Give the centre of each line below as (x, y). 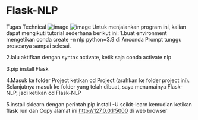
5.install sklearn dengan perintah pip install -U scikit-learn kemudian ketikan (99, 104)
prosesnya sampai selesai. (39, 46)
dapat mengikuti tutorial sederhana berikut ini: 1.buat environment (87, 33)
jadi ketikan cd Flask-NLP (50, 93)
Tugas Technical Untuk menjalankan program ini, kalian (96, 27)
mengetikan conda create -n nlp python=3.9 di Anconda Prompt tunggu (94, 39)
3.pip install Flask (27, 68)
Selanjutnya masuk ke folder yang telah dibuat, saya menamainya (86, 86)
